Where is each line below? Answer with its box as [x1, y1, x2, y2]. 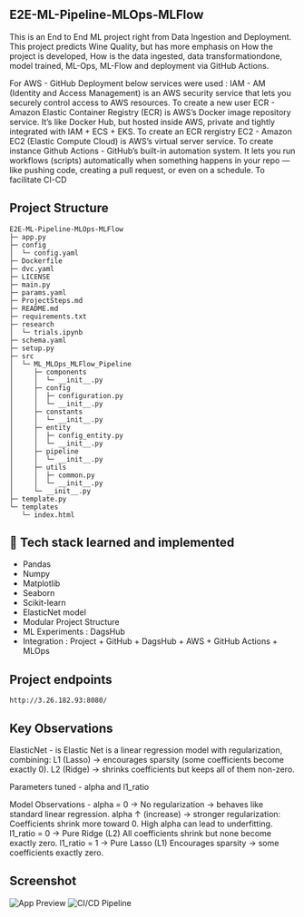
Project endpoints [9, 671, 113, 688]
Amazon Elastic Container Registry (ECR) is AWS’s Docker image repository [9, 106, 292, 117]
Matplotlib [22, 578, 61, 589]
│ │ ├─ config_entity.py [9, 431, 124, 440]
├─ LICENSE [9, 272, 51, 281]
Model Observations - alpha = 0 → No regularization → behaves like [9, 799, 264, 810]
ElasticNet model [22, 607, 86, 618]
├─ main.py [9, 280, 51, 289]
